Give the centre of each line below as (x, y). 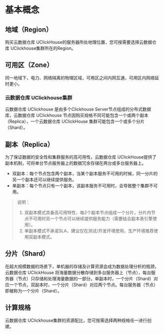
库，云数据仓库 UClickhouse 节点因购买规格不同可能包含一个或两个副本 (77, 116)
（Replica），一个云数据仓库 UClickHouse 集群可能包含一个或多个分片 (75, 121)
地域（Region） (29, 29)
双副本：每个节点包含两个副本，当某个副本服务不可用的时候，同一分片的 (85, 173)
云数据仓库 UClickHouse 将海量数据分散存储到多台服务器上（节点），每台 (78, 272)
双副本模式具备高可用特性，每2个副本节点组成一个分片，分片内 (88, 212)
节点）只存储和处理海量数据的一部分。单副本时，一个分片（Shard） (86, 278)
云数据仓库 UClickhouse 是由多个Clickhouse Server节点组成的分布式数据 (78, 109)
